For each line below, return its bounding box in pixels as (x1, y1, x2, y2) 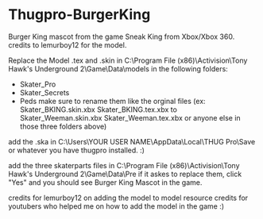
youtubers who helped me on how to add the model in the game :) (8, 201, 225, 211)
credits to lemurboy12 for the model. (8, 40, 127, 49)
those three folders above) (19, 121, 107, 131)
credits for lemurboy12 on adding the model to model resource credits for (8, 193, 249, 202)
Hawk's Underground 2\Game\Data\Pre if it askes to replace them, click (8, 169, 242, 179)
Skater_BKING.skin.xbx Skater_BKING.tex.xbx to (19, 105, 177, 114)
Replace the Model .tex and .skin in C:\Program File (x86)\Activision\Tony (8, 56, 248, 65)
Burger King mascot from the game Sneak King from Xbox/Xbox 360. (8, 32, 235, 41)
